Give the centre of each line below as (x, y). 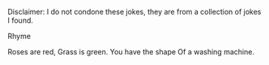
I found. (21, 20)
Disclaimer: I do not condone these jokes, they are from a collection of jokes (134, 12)
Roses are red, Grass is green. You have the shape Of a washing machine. (131, 52)
